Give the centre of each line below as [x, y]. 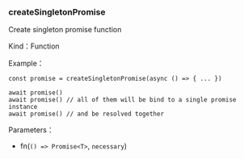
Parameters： [31, 130]
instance [23, 107]
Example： [26, 64]
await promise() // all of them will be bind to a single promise [122, 100]
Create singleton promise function [65, 30]
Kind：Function [34, 46]
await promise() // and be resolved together [86, 114]
